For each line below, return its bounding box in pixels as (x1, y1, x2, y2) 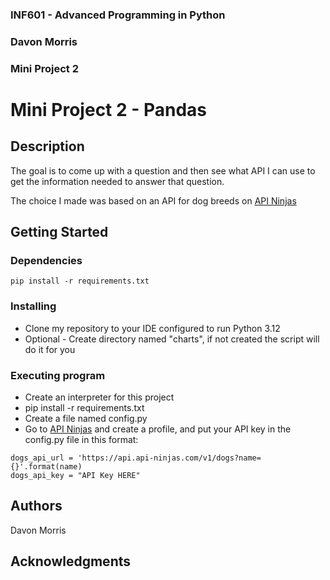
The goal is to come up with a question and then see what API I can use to (10, 164, 316, 177)
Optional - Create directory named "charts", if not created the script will (24, 333, 320, 345)
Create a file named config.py (24, 413, 148, 425)
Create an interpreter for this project (24, 391, 175, 403)
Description (10, 138, 85, 155)
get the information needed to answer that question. (10, 175, 225, 187)
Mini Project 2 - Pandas (10, 98, 208, 121)
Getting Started (10, 224, 109, 241)
